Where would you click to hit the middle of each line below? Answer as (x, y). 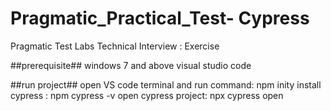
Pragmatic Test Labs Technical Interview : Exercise (115, 46)
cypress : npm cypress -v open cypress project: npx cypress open (147, 95)
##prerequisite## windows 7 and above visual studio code (131, 65)
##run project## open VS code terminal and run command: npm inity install (166, 84)
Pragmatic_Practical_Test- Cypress (160, 18)
